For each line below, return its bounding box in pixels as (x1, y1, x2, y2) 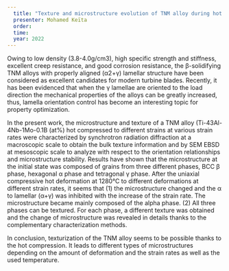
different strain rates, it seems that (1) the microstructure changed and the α (7, 185, 221, 193)
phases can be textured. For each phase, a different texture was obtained (7, 207, 215, 215)
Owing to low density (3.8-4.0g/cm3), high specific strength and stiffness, (7, 54, 217, 62)
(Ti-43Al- (195, 119, 223, 127)
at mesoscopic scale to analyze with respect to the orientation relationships (7, 148, 221, 156)
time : (13, 29, 29, 36)
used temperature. (7, 256, 60, 264)
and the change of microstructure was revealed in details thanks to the (7, 213, 207, 222)
